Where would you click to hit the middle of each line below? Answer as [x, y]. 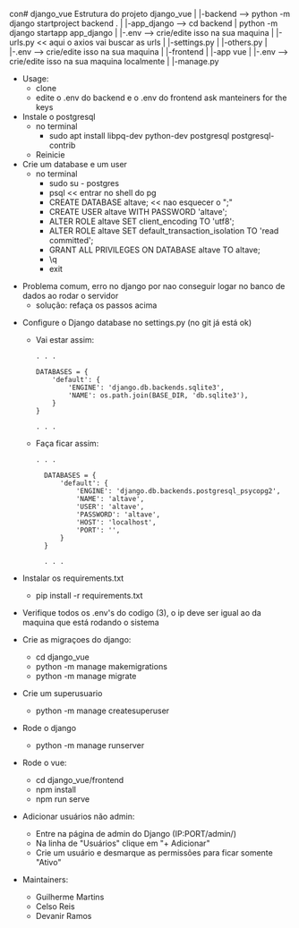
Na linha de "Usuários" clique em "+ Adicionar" [123, 843]
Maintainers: [45, 880]
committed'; [71, 240]
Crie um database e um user [75, 164]
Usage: [35, 79]
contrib [62, 145]
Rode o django [49, 728]
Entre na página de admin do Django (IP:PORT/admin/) [136, 834]
